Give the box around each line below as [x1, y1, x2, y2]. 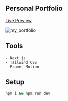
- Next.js [5, 55, 26, 60]
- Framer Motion [5, 64, 39, 69]
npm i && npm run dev [5, 91, 51, 96]
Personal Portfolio [5, 4, 63, 13]
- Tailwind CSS [5, 60, 37, 65]
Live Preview [5, 17, 32, 23]
